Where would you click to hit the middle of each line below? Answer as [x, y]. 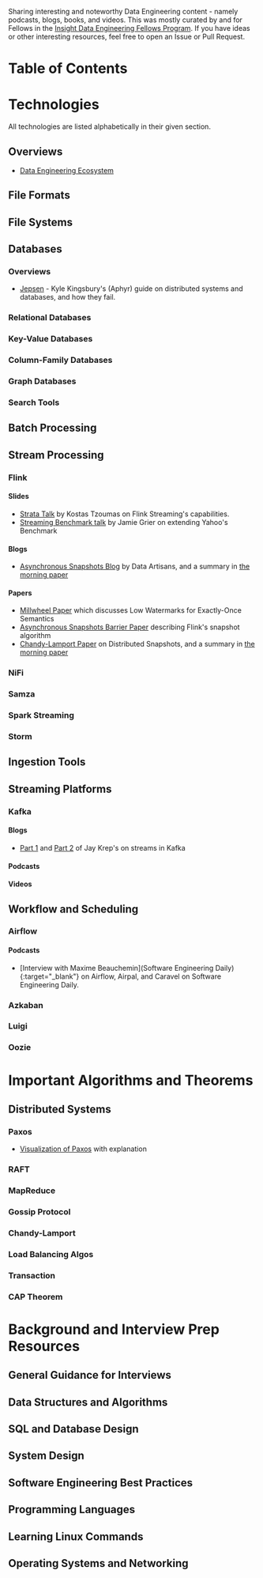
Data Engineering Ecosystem [67, 170]
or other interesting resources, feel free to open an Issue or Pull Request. [127, 36]
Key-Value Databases [51, 339]
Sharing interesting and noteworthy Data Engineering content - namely [123, 11]
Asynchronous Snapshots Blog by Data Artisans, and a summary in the [135, 566]
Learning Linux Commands [76, 1536]
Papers [20, 593]
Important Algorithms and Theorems [131, 1080]
